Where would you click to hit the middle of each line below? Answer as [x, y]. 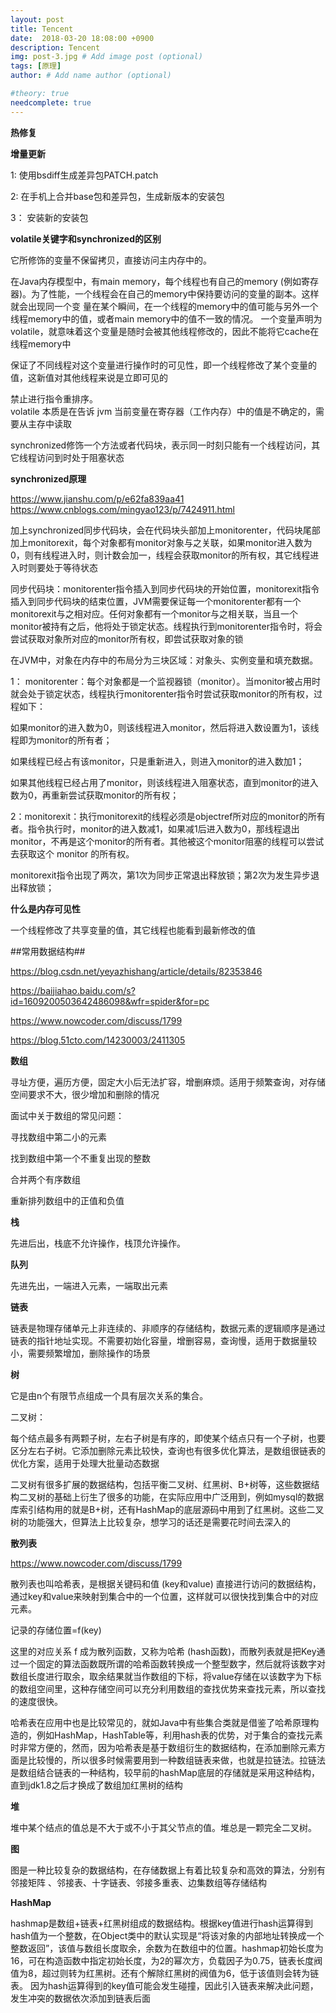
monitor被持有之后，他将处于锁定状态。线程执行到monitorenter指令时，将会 [166, 626]
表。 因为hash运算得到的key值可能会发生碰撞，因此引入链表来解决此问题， [164, 1985]
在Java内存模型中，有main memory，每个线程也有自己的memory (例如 [156, 281]
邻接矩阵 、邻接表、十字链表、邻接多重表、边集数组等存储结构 [138, 1882]
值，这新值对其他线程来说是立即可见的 [89, 377]
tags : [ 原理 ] [36, 66]
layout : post [37, 19]
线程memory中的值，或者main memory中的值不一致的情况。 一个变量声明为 [166, 318]
